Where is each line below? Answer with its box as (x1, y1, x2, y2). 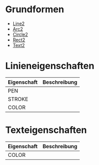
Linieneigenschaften (5, 60, 94, 72)
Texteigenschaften (5, 124, 87, 136)
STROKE (8, 96, 29, 103)
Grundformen (5, 4, 64, 15)
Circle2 (12, 31, 28, 37)
